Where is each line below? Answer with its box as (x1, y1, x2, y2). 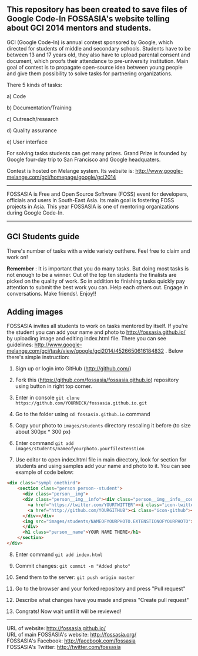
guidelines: (6, 341, 33, 349)
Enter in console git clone (15, 394, 80, 401)
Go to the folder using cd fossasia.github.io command (15, 411, 150, 418)
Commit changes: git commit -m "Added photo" (15, 562, 131, 569)
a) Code (6, 92, 26, 99)
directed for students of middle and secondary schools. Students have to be (6, 45, 192, 52)
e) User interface (6, 138, 48, 145)
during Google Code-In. (6, 209, 64, 216)
